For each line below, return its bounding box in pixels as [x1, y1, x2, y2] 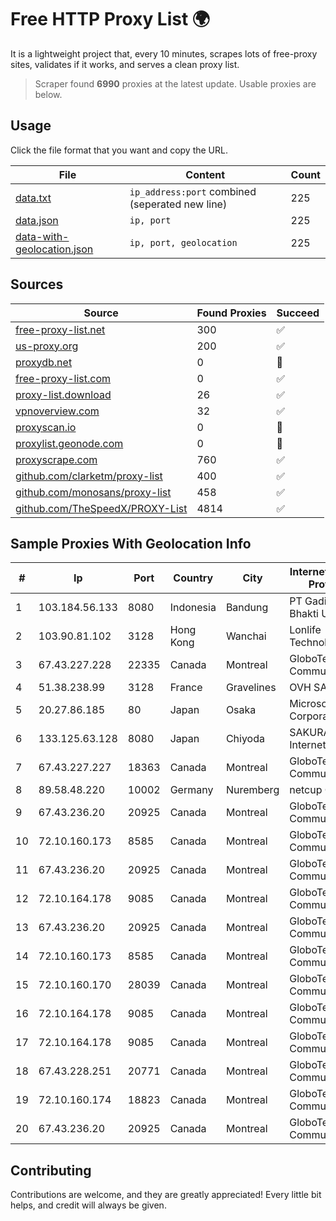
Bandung [225, 601, 269, 615]
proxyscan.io [15, 420, 77, 434]
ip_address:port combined [129, 184, 257, 198]
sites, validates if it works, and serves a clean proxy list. [10, 58, 240, 70]
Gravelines [225, 681, 277, 695]
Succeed [276, 306, 320, 320]
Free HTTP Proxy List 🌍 [10, 8, 211, 31]
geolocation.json [15, 242, 94, 256]
